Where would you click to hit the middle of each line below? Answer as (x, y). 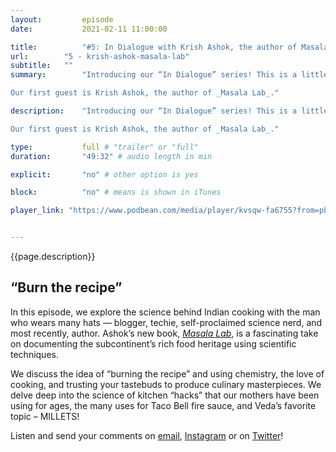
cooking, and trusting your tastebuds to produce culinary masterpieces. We (166, 384)
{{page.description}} (53, 256)
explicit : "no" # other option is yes (104, 174)
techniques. (34, 354)
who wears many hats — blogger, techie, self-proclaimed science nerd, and (166, 322)
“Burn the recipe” (66, 287)
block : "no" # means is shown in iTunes (116, 192)
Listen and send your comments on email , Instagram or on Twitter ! (147, 435)
